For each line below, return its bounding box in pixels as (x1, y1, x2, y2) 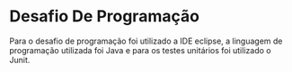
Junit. (9, 54, 31, 65)
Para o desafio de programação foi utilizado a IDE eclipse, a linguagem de (9, 36, 283, 46)
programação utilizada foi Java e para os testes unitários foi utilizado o (9, 44, 271, 55)
